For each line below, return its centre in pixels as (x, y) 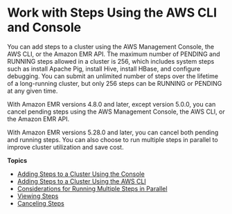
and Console (44, 27)
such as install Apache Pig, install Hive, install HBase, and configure (104, 69)
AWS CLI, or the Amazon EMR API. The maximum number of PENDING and (114, 54)
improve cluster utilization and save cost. (65, 147)
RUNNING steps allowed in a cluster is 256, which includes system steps (111, 61)
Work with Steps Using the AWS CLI (112, 13)
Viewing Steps (38, 196)
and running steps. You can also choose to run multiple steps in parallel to (113, 139)
